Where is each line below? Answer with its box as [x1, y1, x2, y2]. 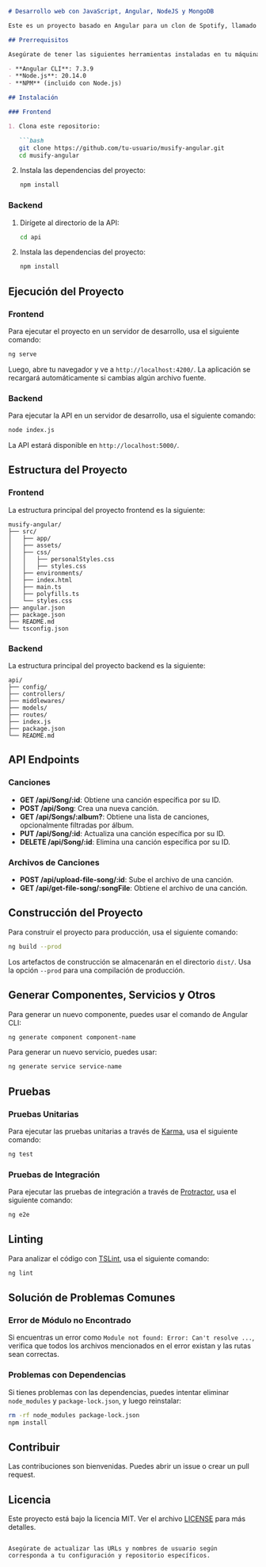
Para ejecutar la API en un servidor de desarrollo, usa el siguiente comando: [8, 411, 256, 420]
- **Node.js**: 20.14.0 [8, 72, 87, 80]
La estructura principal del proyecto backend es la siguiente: [8, 661, 206, 671]
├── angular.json [8, 603, 66, 612]
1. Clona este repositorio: [8, 122, 101, 130]
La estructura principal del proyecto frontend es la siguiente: [8, 505, 206, 514]
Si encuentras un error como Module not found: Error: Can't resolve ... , [8, 1332, 255, 1343]
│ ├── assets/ [8, 541, 62, 549]
